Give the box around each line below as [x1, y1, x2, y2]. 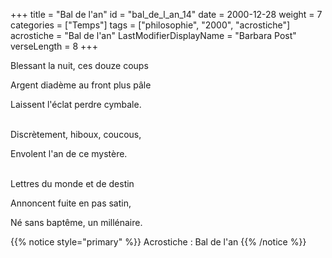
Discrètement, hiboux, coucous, [10, 129, 142, 140]
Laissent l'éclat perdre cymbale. [10, 99, 142, 110]
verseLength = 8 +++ [10, 40, 98, 52]
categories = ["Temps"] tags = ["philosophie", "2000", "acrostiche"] [10, 19, 291, 31]
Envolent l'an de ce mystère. [10, 148, 128, 159]
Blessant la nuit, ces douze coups [10, 60, 149, 71]
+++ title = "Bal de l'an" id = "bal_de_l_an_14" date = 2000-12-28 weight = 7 [10, 9, 323, 20]
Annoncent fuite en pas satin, [10, 197, 132, 209]
